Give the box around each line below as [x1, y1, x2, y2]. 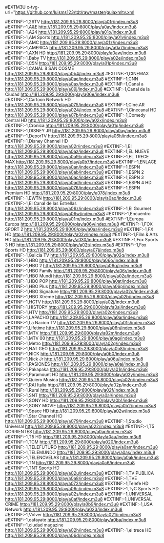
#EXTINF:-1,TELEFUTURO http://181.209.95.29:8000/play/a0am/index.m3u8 [5, 444, 158, 450]
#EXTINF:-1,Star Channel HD [5, 413, 62, 419]
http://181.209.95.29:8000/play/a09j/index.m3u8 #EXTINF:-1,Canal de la [5, 86, 150, 92]
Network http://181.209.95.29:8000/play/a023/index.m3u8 [5, 506, 123, 512]
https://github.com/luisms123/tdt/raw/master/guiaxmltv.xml [15, 9, 135, 15]
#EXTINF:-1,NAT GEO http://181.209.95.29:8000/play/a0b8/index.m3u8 [5, 346, 148, 351]
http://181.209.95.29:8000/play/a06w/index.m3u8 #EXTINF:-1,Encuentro [5, 211, 151, 216]
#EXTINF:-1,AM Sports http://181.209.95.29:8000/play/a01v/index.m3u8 [5, 34, 149, 40]
